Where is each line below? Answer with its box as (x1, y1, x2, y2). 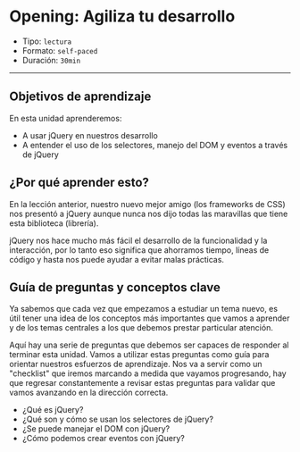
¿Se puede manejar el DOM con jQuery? (21, 423, 171, 434)
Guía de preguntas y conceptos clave (9, 280, 221, 295)
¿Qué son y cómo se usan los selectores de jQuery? (21, 414, 214, 425)
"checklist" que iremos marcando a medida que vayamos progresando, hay (9, 368, 287, 379)
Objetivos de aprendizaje (9, 89, 152, 105)
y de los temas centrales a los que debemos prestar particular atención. (9, 322, 274, 333)
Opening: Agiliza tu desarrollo (9, 6, 236, 27)
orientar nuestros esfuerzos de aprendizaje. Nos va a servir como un (9, 359, 262, 370)
